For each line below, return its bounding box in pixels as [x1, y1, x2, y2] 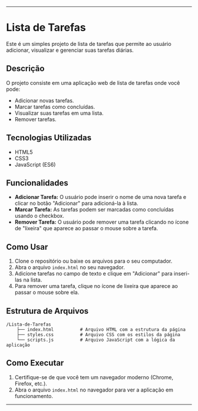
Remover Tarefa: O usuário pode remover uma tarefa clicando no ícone [14, 218, 189, 226]
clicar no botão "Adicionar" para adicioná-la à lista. [14, 200, 138, 207]
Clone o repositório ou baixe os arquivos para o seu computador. [14, 257, 173, 265]
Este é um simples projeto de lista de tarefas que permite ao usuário [6, 40, 172, 47]
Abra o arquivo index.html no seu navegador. [14, 264, 125, 271]
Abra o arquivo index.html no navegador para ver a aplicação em [14, 386, 174, 393]
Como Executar [6, 358, 64, 368]
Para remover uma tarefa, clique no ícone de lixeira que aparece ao [14, 283, 178, 290]
